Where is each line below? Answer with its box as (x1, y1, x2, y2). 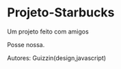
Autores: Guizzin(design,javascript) (7, 53, 107, 62)
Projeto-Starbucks (7, 5, 115, 20)
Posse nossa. (7, 40, 45, 49)
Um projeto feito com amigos (7, 27, 89, 36)
